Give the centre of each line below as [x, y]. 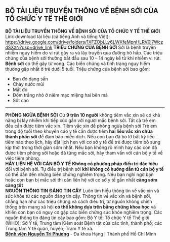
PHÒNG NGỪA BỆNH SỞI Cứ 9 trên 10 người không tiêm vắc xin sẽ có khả [83, 115]
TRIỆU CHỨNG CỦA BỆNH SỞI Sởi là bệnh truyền [105, 47]
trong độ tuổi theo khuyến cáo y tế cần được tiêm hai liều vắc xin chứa [79, 131]
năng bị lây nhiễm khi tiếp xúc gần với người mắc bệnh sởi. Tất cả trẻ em [80, 120]
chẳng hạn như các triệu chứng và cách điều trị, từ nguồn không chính [79, 201]
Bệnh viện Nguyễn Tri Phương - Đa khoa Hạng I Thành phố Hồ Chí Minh [81, 234]
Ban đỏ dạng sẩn [30, 79]
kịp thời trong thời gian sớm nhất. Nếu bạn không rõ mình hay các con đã [81, 147]
